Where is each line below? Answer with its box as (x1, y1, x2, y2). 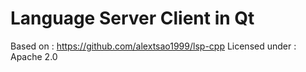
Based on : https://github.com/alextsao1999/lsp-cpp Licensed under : (10, 40, 297, 52)
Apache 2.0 (10, 50, 58, 62)
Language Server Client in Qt (10, 7, 255, 30)
